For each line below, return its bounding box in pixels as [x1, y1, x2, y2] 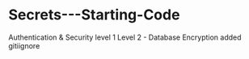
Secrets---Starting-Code [8, 6, 180, 24]
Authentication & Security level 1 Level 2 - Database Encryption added [8, 32, 242, 42]
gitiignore [8, 40, 40, 50]
